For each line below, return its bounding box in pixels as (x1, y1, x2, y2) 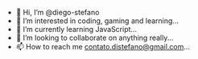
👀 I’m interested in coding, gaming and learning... (15, 16, 179, 26)
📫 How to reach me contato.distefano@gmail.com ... (15, 42, 191, 51)
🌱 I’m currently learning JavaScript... (15, 25, 138, 33)
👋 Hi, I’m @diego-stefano (15, 8, 100, 17)
